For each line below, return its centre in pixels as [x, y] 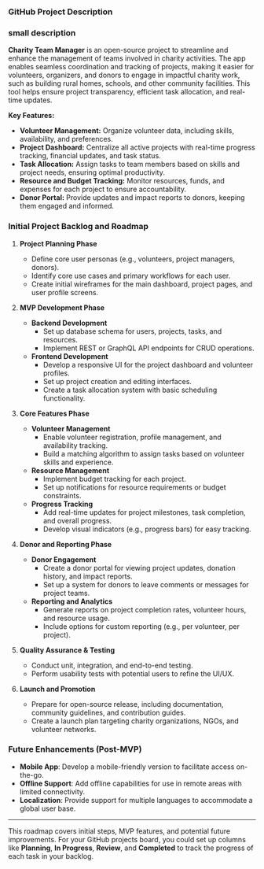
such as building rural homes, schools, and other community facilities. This [129, 83]
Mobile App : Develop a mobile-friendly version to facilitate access [127, 767]
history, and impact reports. [88, 576]
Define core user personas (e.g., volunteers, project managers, [133, 259]
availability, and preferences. [66, 139]
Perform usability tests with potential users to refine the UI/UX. [132, 673]
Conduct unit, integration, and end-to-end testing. [112, 665]
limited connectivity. [52, 791]
